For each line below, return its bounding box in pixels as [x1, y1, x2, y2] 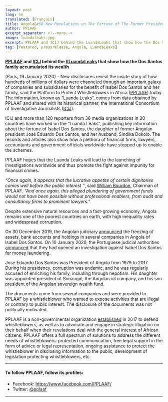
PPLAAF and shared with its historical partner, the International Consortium [5, 100, 160, 106]
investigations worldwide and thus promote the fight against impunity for [5, 162, 155, 168]
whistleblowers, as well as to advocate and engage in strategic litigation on [5, 321, 159, 327]
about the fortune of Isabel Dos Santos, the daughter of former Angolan [5, 126, 152, 132]
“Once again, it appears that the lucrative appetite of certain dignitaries [5, 177, 153, 183]
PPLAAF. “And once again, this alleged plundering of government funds [5, 187, 153, 193]
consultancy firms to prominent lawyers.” [5, 198, 90, 205]
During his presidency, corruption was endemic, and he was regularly [5, 265, 148, 271]
